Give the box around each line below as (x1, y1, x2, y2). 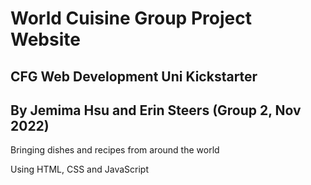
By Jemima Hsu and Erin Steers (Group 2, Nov (10, 102, 302, 119)
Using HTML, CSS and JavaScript (10, 163, 149, 176)
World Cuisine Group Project (10, 7, 252, 30)
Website (10, 28, 81, 51)
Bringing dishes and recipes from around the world (10, 144, 220, 156)
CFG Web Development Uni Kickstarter (10, 68, 258, 85)
